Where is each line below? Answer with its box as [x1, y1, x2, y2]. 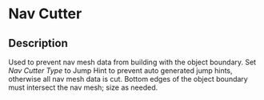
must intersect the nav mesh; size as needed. [8, 83, 158, 92]
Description [8, 37, 68, 50]
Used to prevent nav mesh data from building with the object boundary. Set [8, 57, 257, 67]
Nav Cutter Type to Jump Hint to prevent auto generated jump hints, [8, 66, 234, 75]
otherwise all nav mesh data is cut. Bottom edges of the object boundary [8, 75, 248, 83]
